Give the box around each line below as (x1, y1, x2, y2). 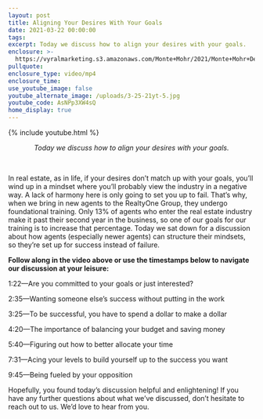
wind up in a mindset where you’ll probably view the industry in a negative (8, 182, 247, 191)
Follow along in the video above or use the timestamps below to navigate (8, 256, 250, 264)
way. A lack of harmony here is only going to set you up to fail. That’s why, (8, 190, 248, 199)
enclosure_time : (8, 77, 61, 85)
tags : (8, 33, 26, 42)
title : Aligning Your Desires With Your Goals (8, 19, 163, 27)
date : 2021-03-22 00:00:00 (8, 26, 96, 34)
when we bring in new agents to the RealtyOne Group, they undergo (8, 199, 229, 208)
